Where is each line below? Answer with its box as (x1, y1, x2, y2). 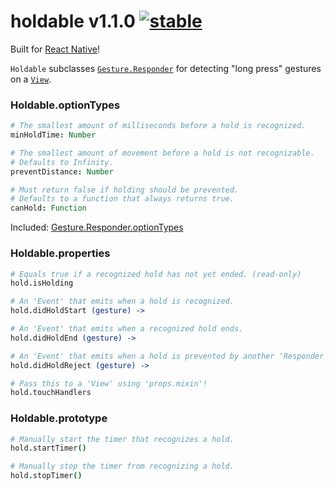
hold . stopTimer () (10, 471, 83, 481)
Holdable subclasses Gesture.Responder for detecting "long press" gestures (10, 62, 322, 74)
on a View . (10, 73, 52, 85)
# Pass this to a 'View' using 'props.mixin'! (10, 378, 208, 389)
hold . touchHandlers (10, 388, 92, 398)
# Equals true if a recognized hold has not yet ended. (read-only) (10, 269, 302, 279)
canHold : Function (10, 203, 87, 214)
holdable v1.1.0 (10, 10, 136, 33)
